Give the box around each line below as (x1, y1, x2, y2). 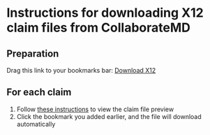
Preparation (6, 48, 59, 59)
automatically (16, 120, 56, 128)
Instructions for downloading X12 (6, 5, 204, 21)
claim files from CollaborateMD (6, 20, 191, 36)
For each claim (6, 86, 72, 99)
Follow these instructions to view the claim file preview (16, 105, 174, 113)
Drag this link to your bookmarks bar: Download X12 (6, 66, 156, 74)
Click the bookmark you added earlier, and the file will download (16, 112, 202, 120)
